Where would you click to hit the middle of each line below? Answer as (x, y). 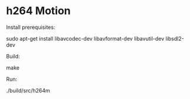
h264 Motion (38, 11)
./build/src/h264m (28, 90)
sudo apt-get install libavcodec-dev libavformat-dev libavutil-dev (85, 38)
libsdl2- (175, 38)
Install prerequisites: (31, 27)
